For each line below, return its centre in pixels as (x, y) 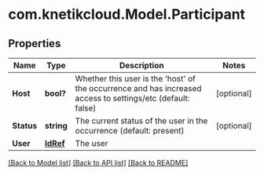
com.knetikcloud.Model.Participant (127, 15)
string (56, 126)
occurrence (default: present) (130, 131)
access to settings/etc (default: (132, 98)
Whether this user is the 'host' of (136, 78)
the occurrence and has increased (138, 88)
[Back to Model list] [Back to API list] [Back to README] (98, 163)
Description (141, 66)
